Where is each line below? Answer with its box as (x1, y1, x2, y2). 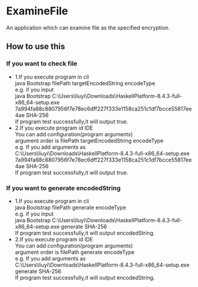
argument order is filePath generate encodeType (14, 248, 135, 256)
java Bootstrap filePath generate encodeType (14, 204, 127, 211)
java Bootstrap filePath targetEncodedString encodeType (14, 79, 156, 86)
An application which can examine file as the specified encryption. (6, 24, 170, 31)
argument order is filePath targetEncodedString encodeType (14, 137, 164, 144)
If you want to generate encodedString (6, 184, 121, 192)
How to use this (6, 41, 66, 52)
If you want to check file (6, 59, 78, 68)
